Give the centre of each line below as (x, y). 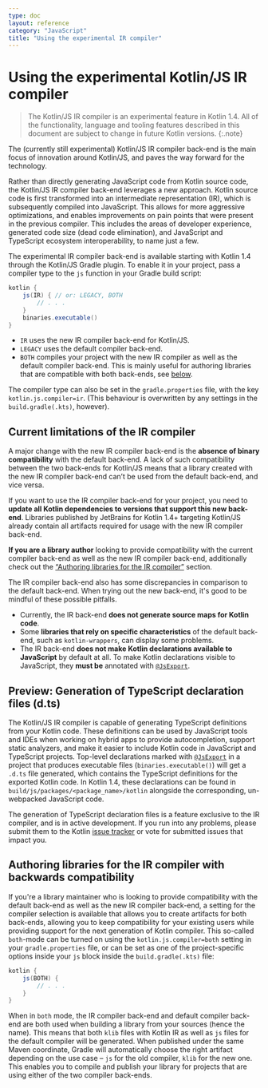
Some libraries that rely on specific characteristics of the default (128, 632)
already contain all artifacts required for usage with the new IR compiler (126, 526)
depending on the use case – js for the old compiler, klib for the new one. (130, 1058)
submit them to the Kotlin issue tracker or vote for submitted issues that (126, 832)
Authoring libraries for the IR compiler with (116, 865)
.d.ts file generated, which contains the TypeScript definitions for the (123, 774)
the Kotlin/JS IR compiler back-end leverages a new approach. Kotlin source (133, 190)
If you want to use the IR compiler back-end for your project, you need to (128, 501)
